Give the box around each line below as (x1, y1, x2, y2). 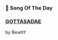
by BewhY (5, 29, 26, 35)
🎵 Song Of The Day (5, 4, 53, 11)
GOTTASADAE (5, 17, 42, 24)
